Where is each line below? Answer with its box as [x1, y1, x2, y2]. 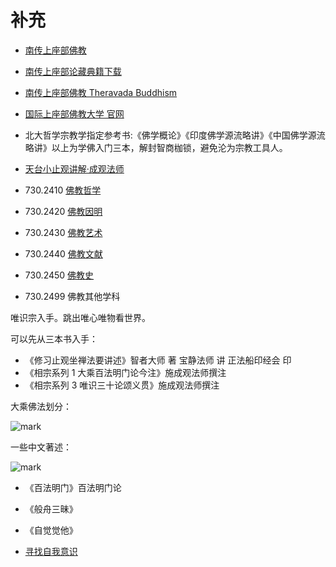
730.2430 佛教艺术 [24, 226, 103, 238]
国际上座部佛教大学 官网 [24, 107, 125, 120]
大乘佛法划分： [10, 400, 72, 412]
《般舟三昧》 [24, 502, 78, 515]
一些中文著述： [10, 441, 72, 453]
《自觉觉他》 [24, 524, 78, 536]
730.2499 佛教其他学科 [24, 290, 121, 302]
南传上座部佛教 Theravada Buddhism [24, 86, 178, 98]
